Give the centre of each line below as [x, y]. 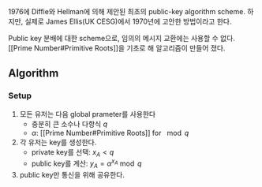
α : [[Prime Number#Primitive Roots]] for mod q [110, 133]
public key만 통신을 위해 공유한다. [72, 174]
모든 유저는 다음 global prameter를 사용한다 [88, 114]
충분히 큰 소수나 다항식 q [69, 124]
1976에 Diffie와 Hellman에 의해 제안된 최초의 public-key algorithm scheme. [127, 11]
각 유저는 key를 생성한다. [58, 142]
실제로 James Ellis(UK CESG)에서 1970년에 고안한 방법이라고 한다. [128, 21]
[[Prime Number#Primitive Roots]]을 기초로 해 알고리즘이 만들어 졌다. [117, 48]
